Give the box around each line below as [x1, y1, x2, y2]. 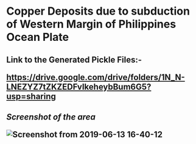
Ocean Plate [6, 31, 69, 44]
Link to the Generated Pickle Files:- [6, 54, 142, 65]
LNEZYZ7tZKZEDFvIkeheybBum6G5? [6, 81, 152, 92]
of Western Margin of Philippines [6, 17, 177, 31]
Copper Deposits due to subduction [6, 4, 191, 18]
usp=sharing [6, 91, 57, 101]
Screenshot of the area [6, 112, 96, 122]
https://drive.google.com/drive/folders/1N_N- [6, 72, 186, 82]
